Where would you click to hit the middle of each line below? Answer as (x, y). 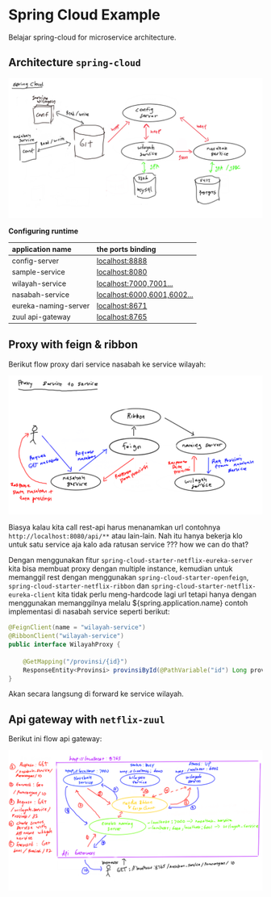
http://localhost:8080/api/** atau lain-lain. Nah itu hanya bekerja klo (126, 536)
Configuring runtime (44, 231)
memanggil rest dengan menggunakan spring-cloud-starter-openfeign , (129, 577)
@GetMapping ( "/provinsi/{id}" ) (75, 661)
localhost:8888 (122, 261)
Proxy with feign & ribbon (73, 345)
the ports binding (126, 249)
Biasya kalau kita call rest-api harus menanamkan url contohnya (115, 527)
